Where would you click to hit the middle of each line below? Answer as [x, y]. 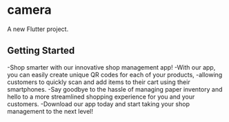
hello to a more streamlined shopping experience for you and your [101, 96]
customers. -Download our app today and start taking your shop [99, 104]
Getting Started [41, 51]
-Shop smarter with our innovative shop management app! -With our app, [111, 67]
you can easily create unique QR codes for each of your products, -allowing [115, 74]
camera [29, 10]
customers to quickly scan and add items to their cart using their [99, 82]
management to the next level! [50, 111]
